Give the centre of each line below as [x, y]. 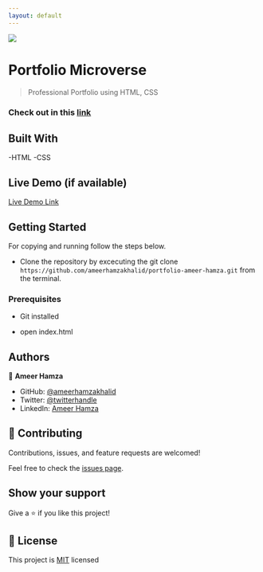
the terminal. [41, 278]
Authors [29, 357]
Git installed [39, 316]
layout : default [35, 16]
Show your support [57, 494]
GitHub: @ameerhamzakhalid [68, 392]
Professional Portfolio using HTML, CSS [93, 92]
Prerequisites [35, 299]
